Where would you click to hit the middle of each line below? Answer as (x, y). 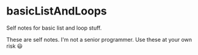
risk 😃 (15, 46)
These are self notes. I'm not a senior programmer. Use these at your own (99, 39)
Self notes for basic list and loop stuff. (54, 28)
